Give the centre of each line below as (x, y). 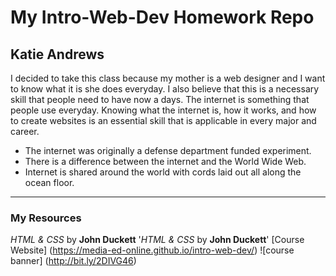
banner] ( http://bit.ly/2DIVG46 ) (73, 261)
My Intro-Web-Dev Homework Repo (162, 17)
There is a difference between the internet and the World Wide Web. (165, 161)
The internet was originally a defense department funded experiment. (168, 150)
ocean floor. (49, 182)
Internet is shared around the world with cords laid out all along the (163, 172)
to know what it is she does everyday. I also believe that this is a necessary (165, 89)
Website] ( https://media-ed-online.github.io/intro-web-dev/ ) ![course (152, 250)
